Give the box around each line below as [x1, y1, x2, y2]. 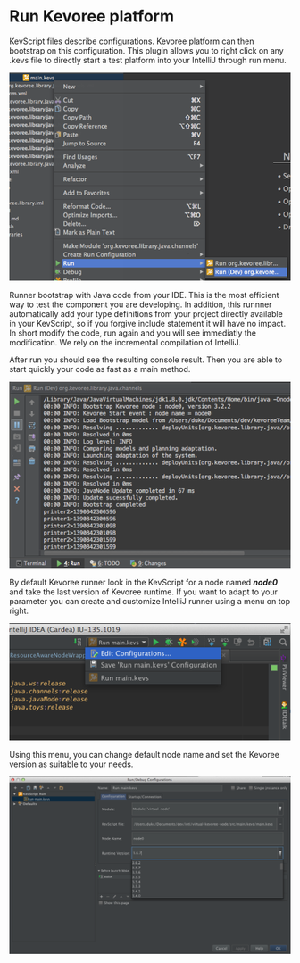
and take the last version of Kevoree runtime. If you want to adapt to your [9, 586, 279, 597]
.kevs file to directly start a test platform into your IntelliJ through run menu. [9, 54, 287, 65]
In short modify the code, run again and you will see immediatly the [9, 328, 257, 338]
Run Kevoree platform [9, 6, 174, 27]
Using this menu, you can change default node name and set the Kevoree [9, 749, 279, 760]
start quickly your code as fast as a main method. [9, 363, 191, 374]
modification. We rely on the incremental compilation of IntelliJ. [9, 336, 241, 347]
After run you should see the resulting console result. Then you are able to [9, 354, 283, 365]
